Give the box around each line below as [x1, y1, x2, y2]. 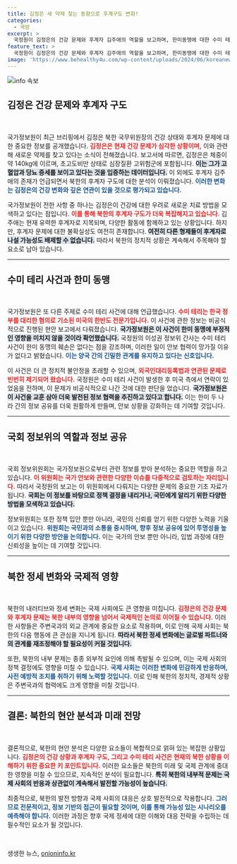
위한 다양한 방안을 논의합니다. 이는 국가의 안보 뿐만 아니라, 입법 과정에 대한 [20, 533, 224, 541]
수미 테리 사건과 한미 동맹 [7, 273, 111, 285]
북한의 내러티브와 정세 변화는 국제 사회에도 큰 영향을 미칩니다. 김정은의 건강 [7, 604, 214, 612]
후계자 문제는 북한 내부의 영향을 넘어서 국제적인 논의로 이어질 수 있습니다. [14, 613, 214, 621]
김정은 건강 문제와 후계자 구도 [7, 99, 128, 111]
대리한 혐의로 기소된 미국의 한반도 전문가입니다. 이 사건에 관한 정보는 [20, 316, 207, 325]
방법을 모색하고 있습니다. [7, 500, 75, 508]
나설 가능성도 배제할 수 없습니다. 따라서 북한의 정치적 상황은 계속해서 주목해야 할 [7, 235, 227, 244]
